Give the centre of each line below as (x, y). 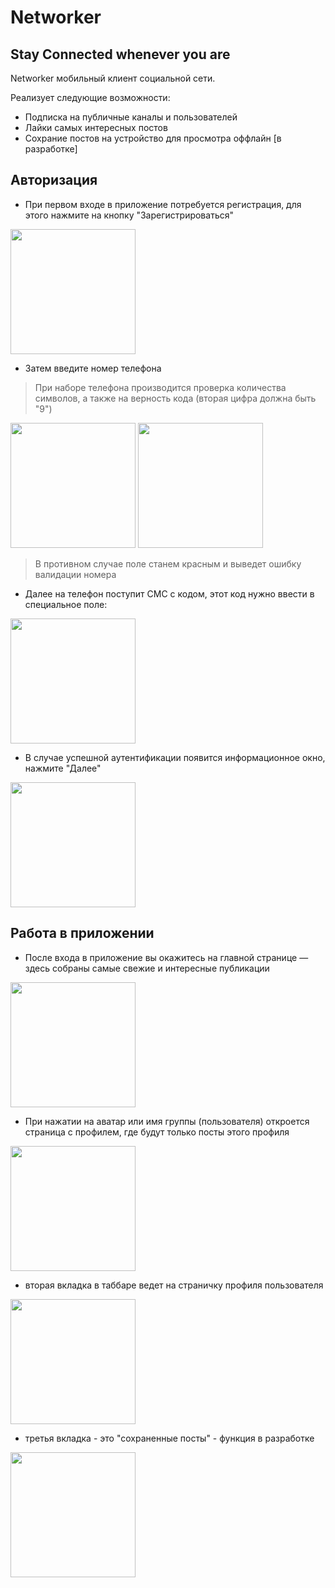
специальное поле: (66, 604)
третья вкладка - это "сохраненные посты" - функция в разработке (169, 1438)
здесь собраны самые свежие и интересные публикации (147, 968)
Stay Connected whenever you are (120, 54)
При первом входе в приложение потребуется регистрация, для (163, 204)
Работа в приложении (82, 933)
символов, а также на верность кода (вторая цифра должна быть (175, 398)
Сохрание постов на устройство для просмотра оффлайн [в (153, 138)
